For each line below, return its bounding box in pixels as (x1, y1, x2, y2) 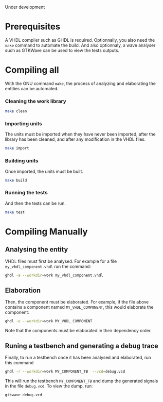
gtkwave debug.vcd (5, 392, 42, 397)
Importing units (5, 120, 42, 127)
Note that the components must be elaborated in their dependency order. (5, 328, 152, 334)
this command (5, 359, 34, 366)
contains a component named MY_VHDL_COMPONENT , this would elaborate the (5, 304, 154, 310)
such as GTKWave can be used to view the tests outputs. (5, 47, 120, 53)
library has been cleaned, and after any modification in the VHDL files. (5, 136, 146, 142)
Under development (5, 4, 45, 10)
